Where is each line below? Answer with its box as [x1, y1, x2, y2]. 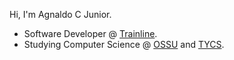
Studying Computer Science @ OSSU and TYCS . [23, 39, 225, 50]
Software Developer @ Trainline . [23, 28, 158, 39]
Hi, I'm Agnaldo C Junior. [9, 9, 112, 20]
